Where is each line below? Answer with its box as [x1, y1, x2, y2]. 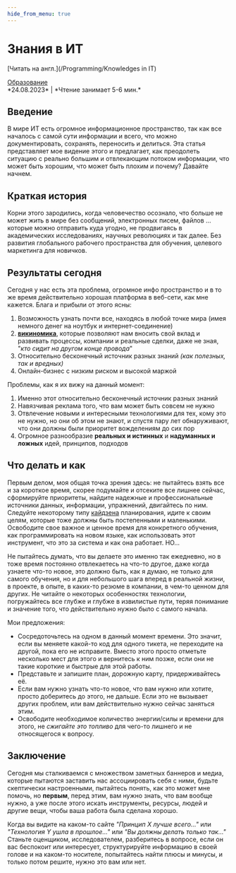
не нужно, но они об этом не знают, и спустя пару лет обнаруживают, [17, 417, 229, 424]
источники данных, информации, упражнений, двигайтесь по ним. [7, 501, 208, 509]
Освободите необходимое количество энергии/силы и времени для [17, 714, 224, 723]
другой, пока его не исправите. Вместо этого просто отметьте [17, 647, 206, 655]
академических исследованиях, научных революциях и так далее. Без [7, 231, 222, 240]
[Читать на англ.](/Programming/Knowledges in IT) [7, 64, 157, 73]
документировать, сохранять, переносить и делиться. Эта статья [7, 139, 206, 148]
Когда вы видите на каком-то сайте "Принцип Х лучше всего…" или [7, 820, 211, 829]
